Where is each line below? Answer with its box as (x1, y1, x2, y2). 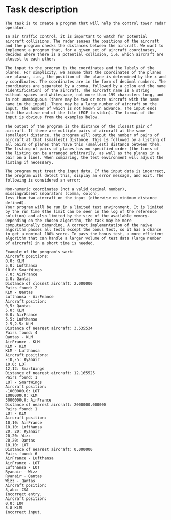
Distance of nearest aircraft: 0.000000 (5, 447, 93, 452)
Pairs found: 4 (5, 330, 38, 335)
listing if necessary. (5, 159, 54, 165)
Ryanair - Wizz (5, 469, 38, 474)
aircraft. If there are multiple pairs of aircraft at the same (5, 128, 145, 133)
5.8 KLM (5, 505, 22, 510)
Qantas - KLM (5, 334, 33, 339)
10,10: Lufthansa (5, 424, 42, 429)
